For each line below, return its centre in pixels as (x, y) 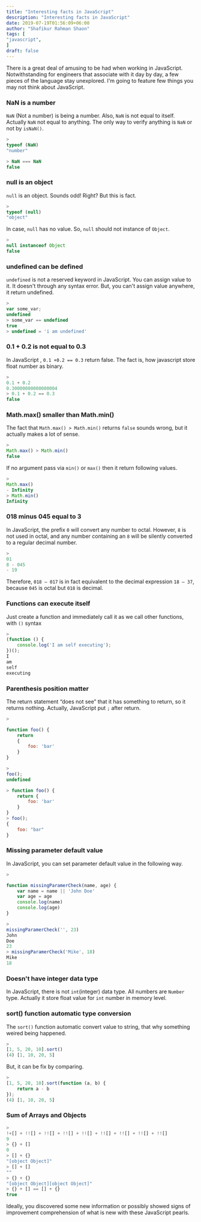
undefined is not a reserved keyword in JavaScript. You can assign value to (99, 280)
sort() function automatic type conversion (69, 1014)
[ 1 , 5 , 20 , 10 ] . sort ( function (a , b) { (56, 1083)
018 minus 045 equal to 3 (44, 517)
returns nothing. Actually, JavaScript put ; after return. (73, 708)
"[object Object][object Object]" (49, 1184)
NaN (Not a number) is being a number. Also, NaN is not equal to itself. (91, 116)
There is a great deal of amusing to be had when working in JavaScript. (94, 68)
